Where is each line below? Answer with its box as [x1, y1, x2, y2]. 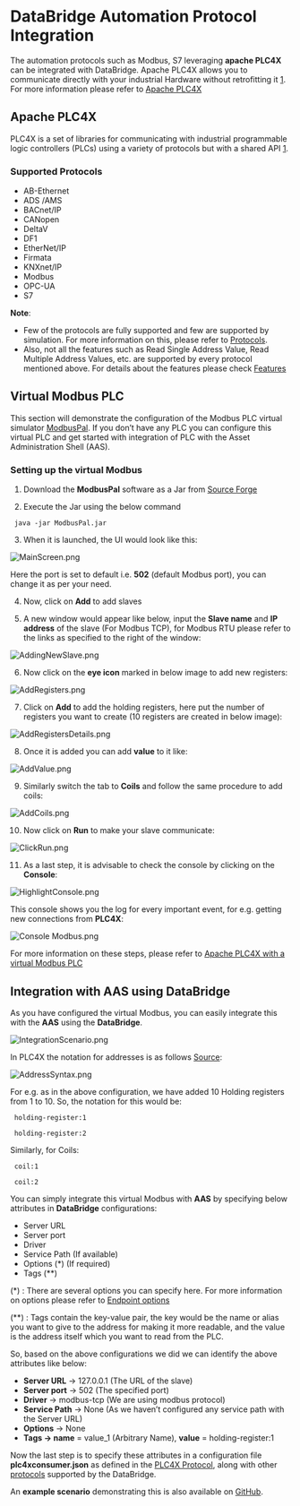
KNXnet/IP [22, 262, 63, 272]
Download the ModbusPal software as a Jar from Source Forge [22, 484, 258, 495]
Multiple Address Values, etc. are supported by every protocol [22, 354, 253, 365]
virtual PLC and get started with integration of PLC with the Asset [10, 432, 250, 443]
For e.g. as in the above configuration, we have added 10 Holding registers [10, 1086, 285, 1097]
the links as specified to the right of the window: [22, 633, 201, 643]
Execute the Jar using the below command [22, 502, 182, 512]
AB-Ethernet [22, 185, 70, 196]
